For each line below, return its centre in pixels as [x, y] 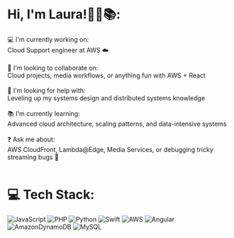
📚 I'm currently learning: [44, 113]
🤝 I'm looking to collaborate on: [53, 67]
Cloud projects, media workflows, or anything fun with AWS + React [106, 75]
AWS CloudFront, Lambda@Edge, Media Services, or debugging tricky [111, 149]
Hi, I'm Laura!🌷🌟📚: [64, 15]
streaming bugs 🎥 [33, 157]
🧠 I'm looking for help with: [46, 90]
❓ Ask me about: [31, 139]
